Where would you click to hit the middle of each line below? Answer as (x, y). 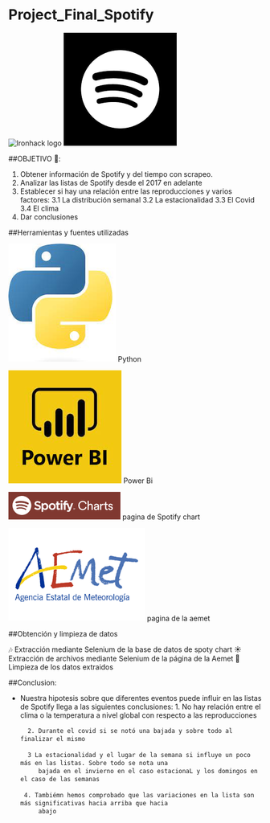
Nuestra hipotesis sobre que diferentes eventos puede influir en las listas (141, 698)
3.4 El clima (39, 208)
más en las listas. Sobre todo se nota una (94, 763)
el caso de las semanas (60, 779)
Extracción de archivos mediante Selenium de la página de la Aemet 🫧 (124, 658)
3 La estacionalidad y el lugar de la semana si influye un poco (139, 755)
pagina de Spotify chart (161, 517)
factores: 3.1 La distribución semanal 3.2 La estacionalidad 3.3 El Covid (137, 199)
